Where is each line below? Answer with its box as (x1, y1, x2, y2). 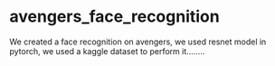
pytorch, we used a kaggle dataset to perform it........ (9, 45, 205, 56)
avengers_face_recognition (9, 6, 220, 27)
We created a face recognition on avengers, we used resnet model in (9, 36, 267, 47)
